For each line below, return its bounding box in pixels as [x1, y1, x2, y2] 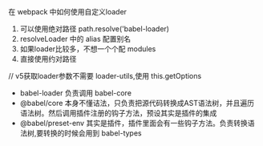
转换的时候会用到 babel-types [42, 128, 142, 138]
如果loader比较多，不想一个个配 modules [19, 44, 156, 54]
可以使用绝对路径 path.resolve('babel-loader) [19, 24, 170, 34]
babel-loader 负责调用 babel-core [19, 88, 132, 98]
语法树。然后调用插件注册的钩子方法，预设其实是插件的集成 [19, 108, 217, 118]
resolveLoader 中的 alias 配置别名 [19, 34, 131, 43]
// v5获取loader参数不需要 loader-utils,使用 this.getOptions [8, 71, 202, 80]
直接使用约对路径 [19, 55, 77, 63]
